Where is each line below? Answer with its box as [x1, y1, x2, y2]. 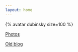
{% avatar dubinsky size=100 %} [5, 21, 73, 27]
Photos [5, 31, 20, 37]
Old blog [5, 41, 23, 47]
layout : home [5, 7, 33, 13]
